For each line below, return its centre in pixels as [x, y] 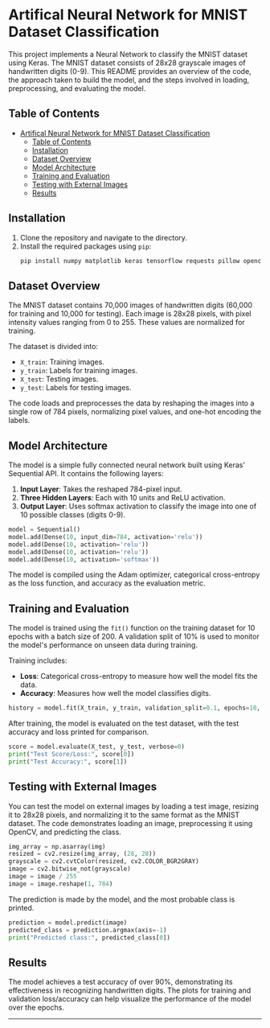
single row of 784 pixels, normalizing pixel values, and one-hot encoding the [135, 412]
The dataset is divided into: [53, 347]
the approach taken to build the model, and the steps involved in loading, [129, 80]
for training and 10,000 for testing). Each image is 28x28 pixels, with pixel [130, 314]
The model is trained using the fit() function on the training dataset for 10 [132, 628]
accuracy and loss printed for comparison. [79, 732]
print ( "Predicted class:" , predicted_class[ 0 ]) [90, 938]
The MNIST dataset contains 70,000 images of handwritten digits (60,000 [131, 305]
